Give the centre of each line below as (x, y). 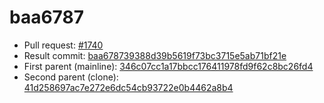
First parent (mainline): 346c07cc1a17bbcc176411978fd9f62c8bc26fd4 (168, 66)
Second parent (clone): (71, 77)
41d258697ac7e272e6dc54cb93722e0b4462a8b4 (128, 87)
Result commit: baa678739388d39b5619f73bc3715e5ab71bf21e (155, 55)
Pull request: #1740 (63, 45)
